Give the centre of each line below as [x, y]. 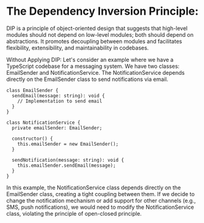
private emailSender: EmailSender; [57, 128]
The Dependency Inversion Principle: [103, 11]
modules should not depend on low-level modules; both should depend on [100, 34]
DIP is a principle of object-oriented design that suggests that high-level [97, 28]
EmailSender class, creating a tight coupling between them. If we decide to [100, 194]
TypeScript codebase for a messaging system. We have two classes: [93, 66]
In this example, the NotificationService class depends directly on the [94, 187]
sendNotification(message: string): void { [68, 160]
